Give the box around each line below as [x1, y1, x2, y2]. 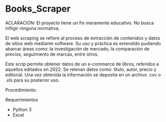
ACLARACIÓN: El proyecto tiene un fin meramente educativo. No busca [5, 20, 154, 26]
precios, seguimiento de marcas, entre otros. [5, 51, 99, 57]
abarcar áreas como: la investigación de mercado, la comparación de [5, 46, 150, 52]
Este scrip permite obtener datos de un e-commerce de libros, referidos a [5, 61, 159, 67]
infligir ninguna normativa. [5, 25, 60, 31]
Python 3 [12, 106, 32, 112]
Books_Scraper [5, 3, 71, 15]
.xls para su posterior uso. [5, 77, 60, 83]
